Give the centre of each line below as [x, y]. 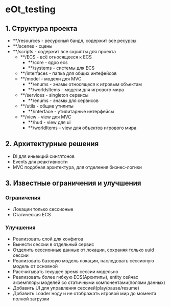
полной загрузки [31, 299]
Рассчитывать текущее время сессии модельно [65, 271]
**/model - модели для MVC [51, 79]
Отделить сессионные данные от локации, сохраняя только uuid [83, 250]
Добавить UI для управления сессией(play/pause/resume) [76, 288]
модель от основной [35, 266]
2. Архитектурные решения [52, 144]
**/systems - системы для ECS [61, 68]
